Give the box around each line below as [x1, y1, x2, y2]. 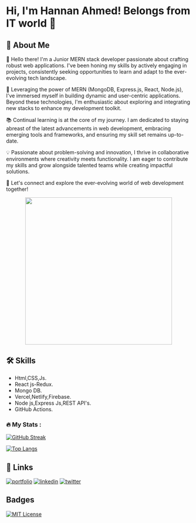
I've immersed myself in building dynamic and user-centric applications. [6, 92, 181, 99]
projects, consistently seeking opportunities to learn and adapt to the [6, 68, 173, 75]
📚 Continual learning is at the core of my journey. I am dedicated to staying [6, 117, 189, 123]
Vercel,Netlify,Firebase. [14, 393, 72, 400]
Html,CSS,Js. [14, 374, 47, 381]
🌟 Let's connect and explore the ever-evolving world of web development [6, 180, 184, 186]
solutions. [6, 168, 30, 175]
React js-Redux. [14, 380, 53, 388]
